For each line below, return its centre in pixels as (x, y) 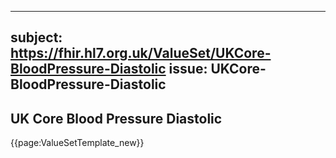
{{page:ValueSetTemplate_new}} (77, 143)
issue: (188, 69)
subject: (36, 37)
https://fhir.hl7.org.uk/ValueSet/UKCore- (141, 53)
